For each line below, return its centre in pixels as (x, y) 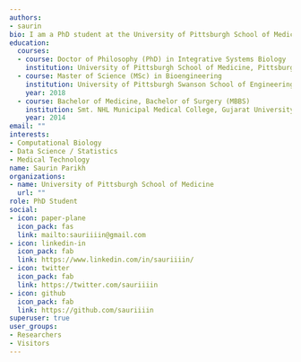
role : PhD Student (43, 202)
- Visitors (30, 343)
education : (30, 43)
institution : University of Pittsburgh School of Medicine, (140, 68)
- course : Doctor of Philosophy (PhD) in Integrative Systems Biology (152, 59)
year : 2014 (46, 118)
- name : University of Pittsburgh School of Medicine (112, 185)
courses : (34, 51)
